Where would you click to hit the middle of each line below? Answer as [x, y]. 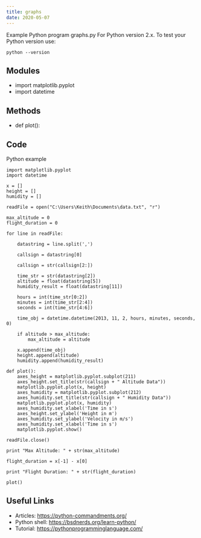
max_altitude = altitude [59, 340]
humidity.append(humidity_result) [60, 361]
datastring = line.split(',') [55, 244]
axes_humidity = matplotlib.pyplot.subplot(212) [79, 392]
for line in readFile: [35, 234]
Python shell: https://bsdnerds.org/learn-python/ [76, 522]
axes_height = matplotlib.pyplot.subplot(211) [77, 376]
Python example [27, 159]
